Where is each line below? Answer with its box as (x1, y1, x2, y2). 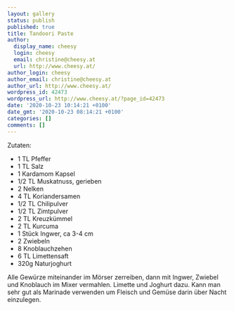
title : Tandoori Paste (7, 30, 74, 37)
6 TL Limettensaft (17, 251, 69, 260)
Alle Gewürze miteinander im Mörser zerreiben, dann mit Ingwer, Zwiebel (7, 272, 219, 281)
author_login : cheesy (7, 69, 71, 76)
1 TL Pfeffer (17, 154, 51, 163)
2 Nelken (17, 184, 44, 193)
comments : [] (7, 121, 46, 129)
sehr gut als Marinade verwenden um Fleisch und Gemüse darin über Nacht (7, 288, 227, 296)
